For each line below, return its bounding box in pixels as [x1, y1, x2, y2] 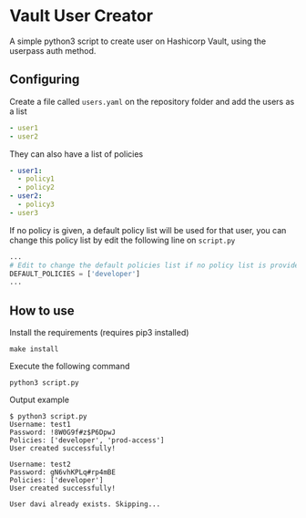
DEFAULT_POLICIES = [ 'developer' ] [9, 269, 141, 278]
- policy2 [17, 183, 55, 192]
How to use [9, 303, 75, 318]
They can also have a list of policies [9, 148, 144, 160]
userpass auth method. [9, 45, 97, 56]
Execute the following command [9, 361, 130, 372]
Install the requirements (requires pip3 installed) [9, 327, 189, 338]
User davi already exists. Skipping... [9, 500, 161, 509]
